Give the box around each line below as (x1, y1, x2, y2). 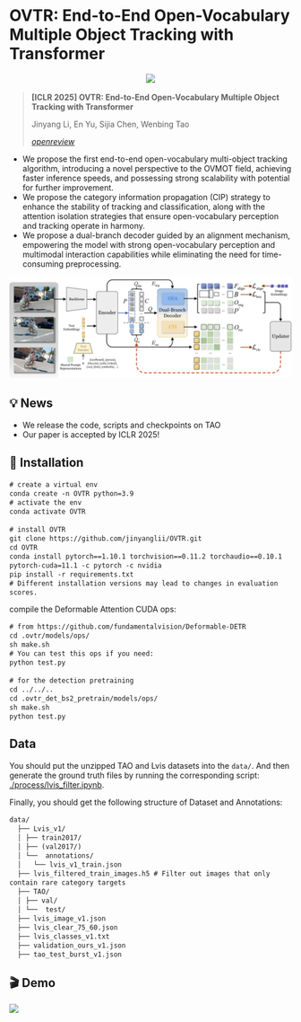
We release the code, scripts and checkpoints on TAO (21, 419, 221, 430)
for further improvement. (21, 181, 114, 193)
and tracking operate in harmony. (21, 220, 146, 231)
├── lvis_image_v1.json (17, 913, 106, 923)
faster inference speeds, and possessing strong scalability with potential (21, 172, 290, 183)
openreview (30, 136, 75, 146)
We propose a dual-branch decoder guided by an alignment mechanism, (21, 230, 291, 241)
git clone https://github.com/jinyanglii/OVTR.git (9, 533, 202, 543)
